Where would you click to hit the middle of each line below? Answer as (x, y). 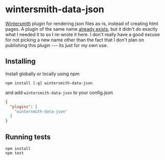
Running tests (28, 137)
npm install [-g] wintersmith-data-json (49, 83)
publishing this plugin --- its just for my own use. (57, 45)
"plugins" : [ (24, 107)
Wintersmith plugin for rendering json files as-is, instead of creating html (82, 24)
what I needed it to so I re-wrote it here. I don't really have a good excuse (83, 34)
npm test (15, 153)
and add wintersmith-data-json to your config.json (59, 93)
